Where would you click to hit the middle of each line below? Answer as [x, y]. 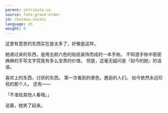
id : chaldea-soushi [26, 19]
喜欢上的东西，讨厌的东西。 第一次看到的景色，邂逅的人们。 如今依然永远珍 [84, 78]
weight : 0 [16, 29]
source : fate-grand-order [32, 15]
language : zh [19, 24]
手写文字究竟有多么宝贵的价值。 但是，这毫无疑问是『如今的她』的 [88, 61]
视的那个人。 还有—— [28, 84]
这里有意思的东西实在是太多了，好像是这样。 [52, 44]
